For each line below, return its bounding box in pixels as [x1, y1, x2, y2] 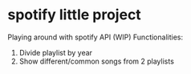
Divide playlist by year [18, 47, 93, 57]
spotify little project [7, 6, 141, 24]
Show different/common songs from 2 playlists [18, 56, 174, 66]
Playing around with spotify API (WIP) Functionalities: [7, 32, 184, 42]
